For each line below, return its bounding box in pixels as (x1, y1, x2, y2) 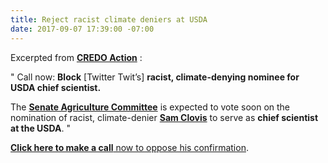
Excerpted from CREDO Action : (10, 51, 143, 63)
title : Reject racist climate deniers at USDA (10, 14, 208, 25)
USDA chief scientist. (10, 81, 102, 93)
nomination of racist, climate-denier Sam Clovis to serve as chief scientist (10, 111, 319, 123)
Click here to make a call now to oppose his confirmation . (10, 141, 249, 153)
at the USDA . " (10, 122, 71, 134)
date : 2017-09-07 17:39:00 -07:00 (10, 24, 155, 34)
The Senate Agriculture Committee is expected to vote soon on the (10, 101, 291, 113)
